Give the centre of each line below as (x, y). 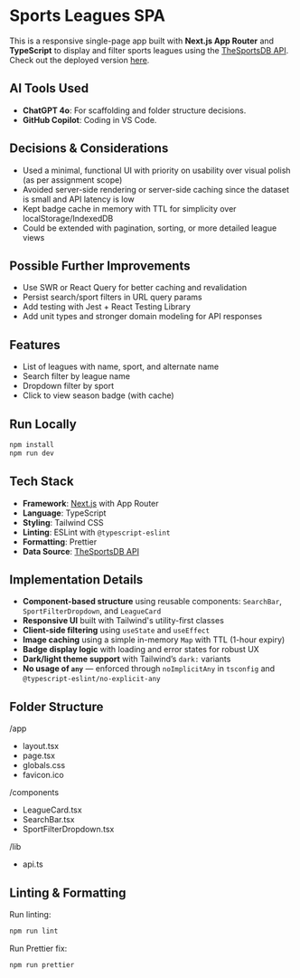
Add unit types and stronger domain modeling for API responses (142, 317)
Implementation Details (76, 579)
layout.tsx (41, 746)
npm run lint (34, 931)
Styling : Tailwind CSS (63, 522)
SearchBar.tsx (48, 820)
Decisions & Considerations (89, 149)
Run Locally (43, 424)
